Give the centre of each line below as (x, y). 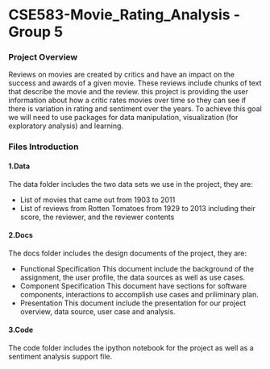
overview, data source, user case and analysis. (98, 311)
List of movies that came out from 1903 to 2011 (98, 200)
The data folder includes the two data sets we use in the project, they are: (131, 184)
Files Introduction (44, 147)
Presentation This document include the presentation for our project (133, 303)
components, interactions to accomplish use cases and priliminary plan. (139, 294)
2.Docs (21, 235)
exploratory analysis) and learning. (66, 126)
